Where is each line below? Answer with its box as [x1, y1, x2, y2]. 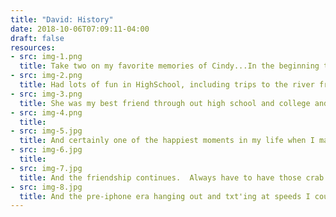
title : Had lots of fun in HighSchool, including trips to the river [19, 80, 315, 90]
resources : [10, 42, 56, 53]
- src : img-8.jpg [10, 182, 83, 192]
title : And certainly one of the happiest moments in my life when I [19, 136, 315, 146]
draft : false [10, 33, 65, 43]
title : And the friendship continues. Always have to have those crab [19, 172, 325, 183]
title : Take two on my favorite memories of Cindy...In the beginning [19, 61, 320, 71]
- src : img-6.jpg [10, 145, 83, 155]
